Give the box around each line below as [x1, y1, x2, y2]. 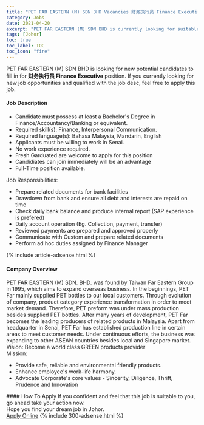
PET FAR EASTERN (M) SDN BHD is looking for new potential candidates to [6, 65, 194, 72]
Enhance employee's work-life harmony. [15, 368, 117, 375]
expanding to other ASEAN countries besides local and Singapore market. [6, 337, 191, 344]
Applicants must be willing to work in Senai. [15, 138, 124, 146]
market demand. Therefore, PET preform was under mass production [6, 305, 179, 312]
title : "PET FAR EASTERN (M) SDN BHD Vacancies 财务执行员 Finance [6, 8, 176, 15]
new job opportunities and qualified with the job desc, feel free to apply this [6, 79, 195, 86]
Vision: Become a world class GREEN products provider [6, 344, 146, 351]
